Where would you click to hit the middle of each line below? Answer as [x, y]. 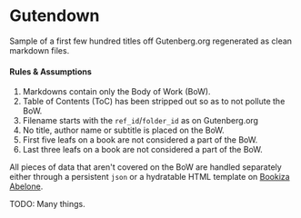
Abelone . [26, 186]
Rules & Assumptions [51, 71]
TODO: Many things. [48, 204]
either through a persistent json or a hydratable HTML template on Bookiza [150, 177]
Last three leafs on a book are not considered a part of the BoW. [143, 150]
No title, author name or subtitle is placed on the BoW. [123, 130]
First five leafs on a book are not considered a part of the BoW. [140, 140]
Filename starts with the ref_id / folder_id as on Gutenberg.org [140, 121]
